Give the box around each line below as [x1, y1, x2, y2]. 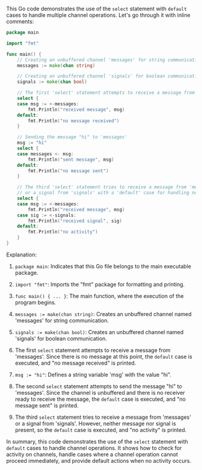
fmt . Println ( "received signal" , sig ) [28, 218, 122, 224]
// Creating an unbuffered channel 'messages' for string [17, 57, 165, 63]
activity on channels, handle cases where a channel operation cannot [6, 451, 179, 458]
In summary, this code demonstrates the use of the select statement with [6, 438, 188, 445]
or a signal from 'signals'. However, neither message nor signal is [14, 419, 176, 427]
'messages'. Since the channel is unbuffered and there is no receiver [14, 389, 185, 396]
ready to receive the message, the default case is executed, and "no [14, 395, 186, 403]
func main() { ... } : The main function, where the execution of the [14, 292, 184, 300]
